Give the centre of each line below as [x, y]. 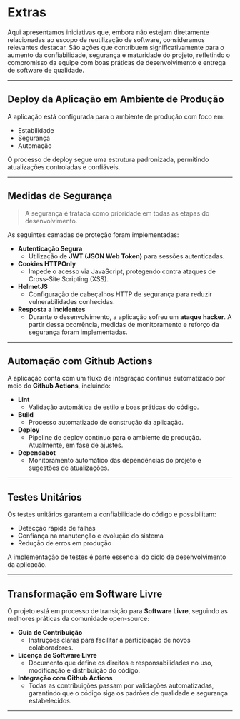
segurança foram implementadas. [78, 332]
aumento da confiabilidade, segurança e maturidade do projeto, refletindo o [119, 55]
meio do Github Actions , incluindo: [59, 386]
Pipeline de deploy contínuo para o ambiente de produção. [115, 438]
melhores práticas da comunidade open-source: [79, 619]
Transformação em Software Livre [85, 594]
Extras [27, 12]
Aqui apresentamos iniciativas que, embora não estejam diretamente [108, 32]
